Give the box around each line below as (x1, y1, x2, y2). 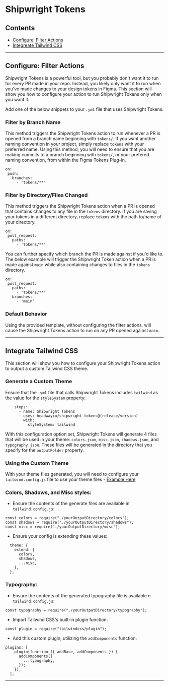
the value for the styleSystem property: (5, 395, 86, 401)
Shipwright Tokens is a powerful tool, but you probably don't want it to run (5, 75, 159, 81)
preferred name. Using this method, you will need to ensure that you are (5, 146, 154, 152)
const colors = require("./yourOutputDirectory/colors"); (5, 516, 129, 521)
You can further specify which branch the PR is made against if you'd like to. (5, 251, 164, 257)
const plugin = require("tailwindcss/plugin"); (5, 626, 107, 631)
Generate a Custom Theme (5, 378, 72, 385)
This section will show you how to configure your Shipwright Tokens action (5, 360, 161, 366)
